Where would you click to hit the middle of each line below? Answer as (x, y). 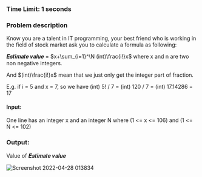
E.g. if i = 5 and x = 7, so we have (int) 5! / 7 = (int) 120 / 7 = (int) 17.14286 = (99, 87)
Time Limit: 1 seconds (39, 9)
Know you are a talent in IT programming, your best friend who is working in (101, 39)
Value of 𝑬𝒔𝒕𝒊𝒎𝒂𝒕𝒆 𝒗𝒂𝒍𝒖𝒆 (36, 155)
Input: (14, 107)
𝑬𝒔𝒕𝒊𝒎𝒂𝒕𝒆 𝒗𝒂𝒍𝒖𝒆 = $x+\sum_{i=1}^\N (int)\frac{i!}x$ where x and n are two (98, 57)
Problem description (37, 25)
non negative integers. (34, 63)
